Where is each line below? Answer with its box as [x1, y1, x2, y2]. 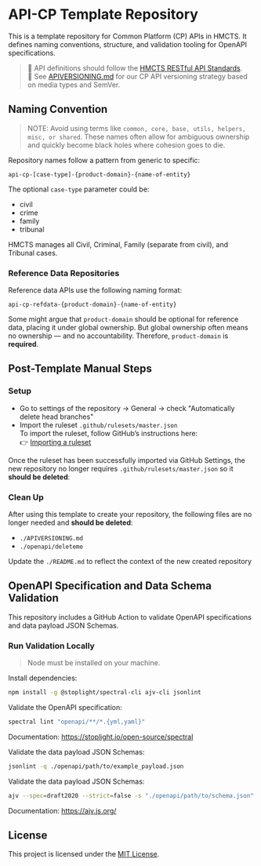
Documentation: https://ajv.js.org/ [8, 806, 117, 815]
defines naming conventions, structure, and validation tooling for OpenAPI [8, 39, 248, 49]
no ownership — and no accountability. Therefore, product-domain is [8, 331, 229, 340]
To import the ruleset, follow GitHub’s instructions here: [19, 428, 198, 438]
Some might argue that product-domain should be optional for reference [8, 315, 239, 324]
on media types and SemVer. [27, 80, 121, 89]
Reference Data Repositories [8, 267, 120, 278]
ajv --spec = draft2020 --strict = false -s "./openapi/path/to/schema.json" [8, 791, 255, 799]
